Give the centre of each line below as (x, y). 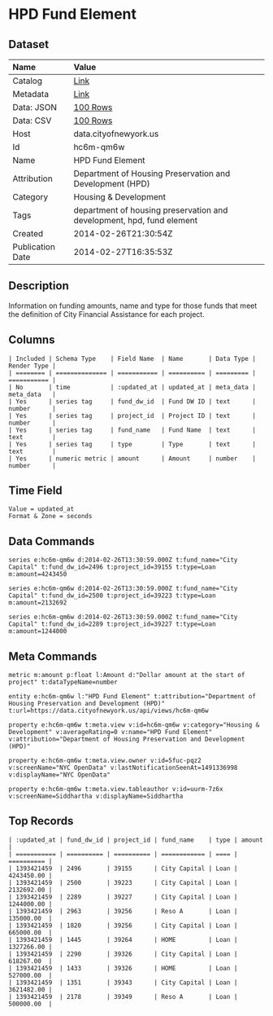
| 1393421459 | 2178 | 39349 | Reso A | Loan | (123, 996)
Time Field (35, 491)
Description (39, 286)
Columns (32, 340)
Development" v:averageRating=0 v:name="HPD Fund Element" (110, 732)
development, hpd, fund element (135, 220)
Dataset (29, 44)
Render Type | (32, 366)
